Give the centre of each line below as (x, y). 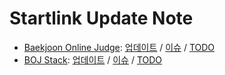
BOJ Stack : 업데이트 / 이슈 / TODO (93, 59)
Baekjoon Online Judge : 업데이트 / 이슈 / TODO (119, 47)
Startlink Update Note (101, 18)
